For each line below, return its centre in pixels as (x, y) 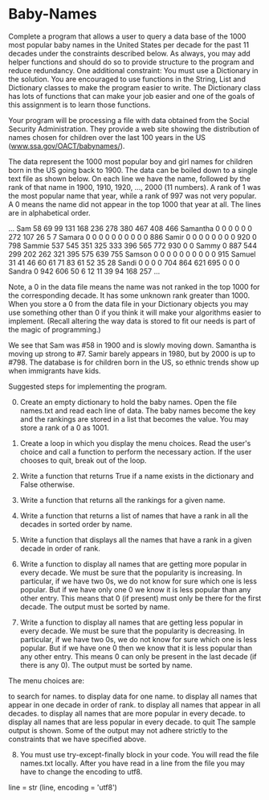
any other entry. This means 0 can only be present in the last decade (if (138, 656)
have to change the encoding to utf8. (81, 771)
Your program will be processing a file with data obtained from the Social (129, 120)
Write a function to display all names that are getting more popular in (133, 563)
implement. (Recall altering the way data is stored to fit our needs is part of (132, 321)
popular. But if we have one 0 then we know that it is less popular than (136, 648)
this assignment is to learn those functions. (79, 105)
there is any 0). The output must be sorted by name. (106, 665)
